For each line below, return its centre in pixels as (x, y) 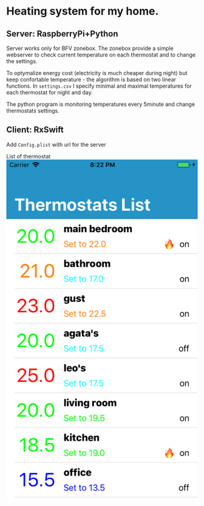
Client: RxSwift (35, 130)
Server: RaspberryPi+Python (62, 34)
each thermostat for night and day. (49, 92)
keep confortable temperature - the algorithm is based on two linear (91, 79)
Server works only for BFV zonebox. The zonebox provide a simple (90, 48)
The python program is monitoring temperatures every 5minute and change (101, 104)
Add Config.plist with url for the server (56, 144)
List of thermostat (29, 156)
